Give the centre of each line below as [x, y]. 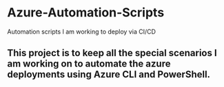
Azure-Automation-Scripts [86, 13]
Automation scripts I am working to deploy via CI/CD [82, 32]
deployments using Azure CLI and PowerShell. [109, 74]
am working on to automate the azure [89, 64]
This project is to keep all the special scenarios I [112, 53]
